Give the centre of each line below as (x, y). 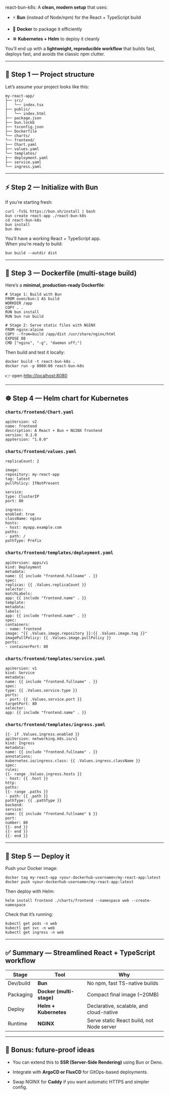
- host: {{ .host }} (27, 779)
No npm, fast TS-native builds (123, 983)
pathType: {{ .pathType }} (33, 801)
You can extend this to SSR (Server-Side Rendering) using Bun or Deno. (88, 1062)
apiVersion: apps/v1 (27, 563)
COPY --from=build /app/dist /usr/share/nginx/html (60, 334)
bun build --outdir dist (31, 253)
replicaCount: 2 (22, 461)
